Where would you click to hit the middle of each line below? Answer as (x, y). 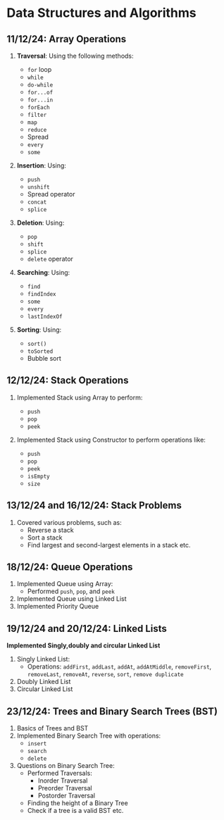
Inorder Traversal (63, 781)
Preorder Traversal (65, 788)
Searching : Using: (43, 272)
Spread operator (51, 194)
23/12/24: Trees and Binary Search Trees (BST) (112, 711)
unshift (38, 187)
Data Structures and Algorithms (101, 13)
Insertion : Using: (41, 166)
